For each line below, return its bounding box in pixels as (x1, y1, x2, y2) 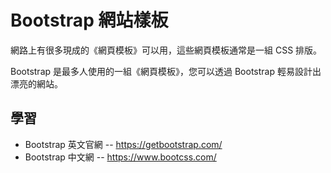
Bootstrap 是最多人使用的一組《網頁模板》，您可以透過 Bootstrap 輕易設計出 (10, 65, 322, 77)
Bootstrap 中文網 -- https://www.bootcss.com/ (24, 151, 217, 163)
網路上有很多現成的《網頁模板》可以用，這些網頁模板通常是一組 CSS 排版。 (10, 44, 323, 56)
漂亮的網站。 (10, 77, 63, 90)
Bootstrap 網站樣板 (10, 9, 169, 32)
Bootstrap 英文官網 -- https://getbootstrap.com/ (24, 138, 223, 150)
